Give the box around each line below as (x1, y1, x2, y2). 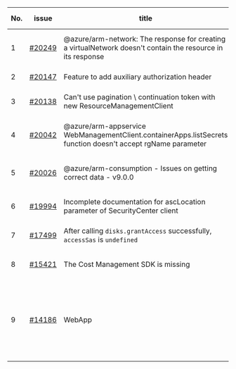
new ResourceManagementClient (63, 101, 173, 111)
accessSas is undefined (63, 235, 138, 244)
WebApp (63, 315, 93, 325)
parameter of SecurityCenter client (63, 206, 179, 215)
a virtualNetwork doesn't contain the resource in (63, 43, 223, 52)
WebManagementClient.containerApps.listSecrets (63, 130, 228, 139)
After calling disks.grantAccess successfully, (63, 226, 212, 235)
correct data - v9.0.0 (63, 173, 134, 182)
